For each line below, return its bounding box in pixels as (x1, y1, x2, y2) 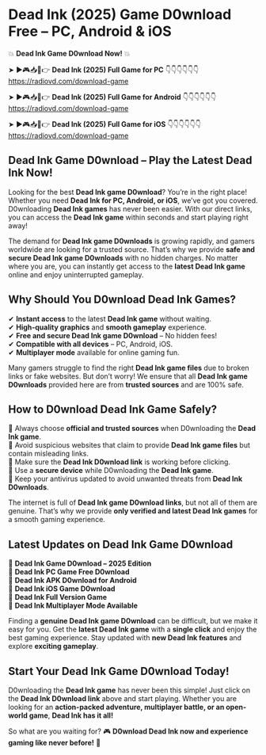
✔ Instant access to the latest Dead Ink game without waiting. (8, 314, 212, 323)
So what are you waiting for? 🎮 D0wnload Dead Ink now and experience (8, 726, 249, 736)
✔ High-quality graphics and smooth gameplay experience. (8, 322, 207, 332)
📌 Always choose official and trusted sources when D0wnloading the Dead (8, 424, 256, 433)
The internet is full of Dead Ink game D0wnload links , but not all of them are (8, 498, 258, 508)
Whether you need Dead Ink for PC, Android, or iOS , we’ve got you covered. (8, 196, 258, 205)
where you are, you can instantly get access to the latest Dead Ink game (8, 261, 245, 271)
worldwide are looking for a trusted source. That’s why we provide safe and (8, 244, 256, 254)
